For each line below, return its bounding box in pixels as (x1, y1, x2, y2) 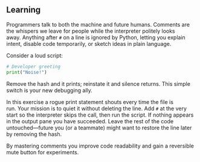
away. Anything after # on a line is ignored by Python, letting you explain (6, 33, 185, 41)
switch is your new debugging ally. (6, 86, 92, 94)
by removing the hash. (6, 130, 62, 138)
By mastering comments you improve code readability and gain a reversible (6, 142, 195, 149)
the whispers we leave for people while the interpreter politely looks (6, 27, 175, 34)
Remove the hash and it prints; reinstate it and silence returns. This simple (6, 80, 190, 87)
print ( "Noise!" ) (6, 69, 47, 75)
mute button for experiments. (6, 148, 79, 156)
